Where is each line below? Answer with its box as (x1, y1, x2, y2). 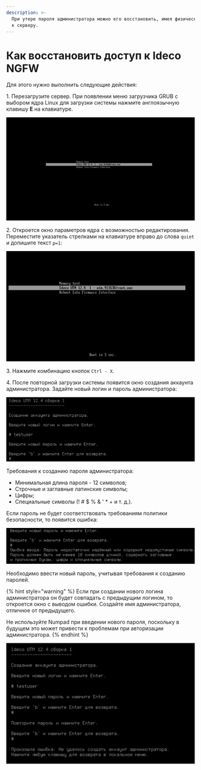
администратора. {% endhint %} (6, 631, 89, 638)
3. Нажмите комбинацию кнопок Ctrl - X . (6, 367, 115, 374)
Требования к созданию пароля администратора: (6, 467, 134, 475)
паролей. (6, 576, 30, 583)
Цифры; (14, 491, 35, 499)
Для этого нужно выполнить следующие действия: (6, 81, 138, 88)
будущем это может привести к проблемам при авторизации (6, 625, 163, 632)
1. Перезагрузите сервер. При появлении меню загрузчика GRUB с (6, 93, 178, 100)
